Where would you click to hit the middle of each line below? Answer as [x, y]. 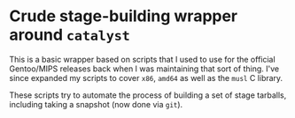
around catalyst [70, 35]
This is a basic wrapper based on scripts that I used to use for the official [143, 59]
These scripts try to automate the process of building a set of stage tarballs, [148, 95]
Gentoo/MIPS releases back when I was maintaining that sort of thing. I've [144, 69]
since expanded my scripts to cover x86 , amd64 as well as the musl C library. [146, 77]
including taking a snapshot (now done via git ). [96, 104]
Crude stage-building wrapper [124, 16]
